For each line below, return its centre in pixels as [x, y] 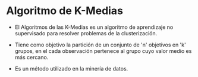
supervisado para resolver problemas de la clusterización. [86, 33]
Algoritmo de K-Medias [65, 11]
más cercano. [32, 57]
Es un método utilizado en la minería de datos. [71, 68]
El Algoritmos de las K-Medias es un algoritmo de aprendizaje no [94, 27]
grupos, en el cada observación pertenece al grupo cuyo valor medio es [103, 51]
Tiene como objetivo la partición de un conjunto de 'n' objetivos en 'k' [100, 45]
